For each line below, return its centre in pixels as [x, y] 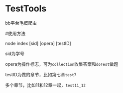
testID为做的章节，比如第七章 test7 [41, 74]
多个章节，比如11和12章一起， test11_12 [46, 85]
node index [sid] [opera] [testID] [38, 43]
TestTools [26, 9]
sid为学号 [15, 53]
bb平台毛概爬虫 [21, 23]
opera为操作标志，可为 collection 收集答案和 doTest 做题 [62, 64]
